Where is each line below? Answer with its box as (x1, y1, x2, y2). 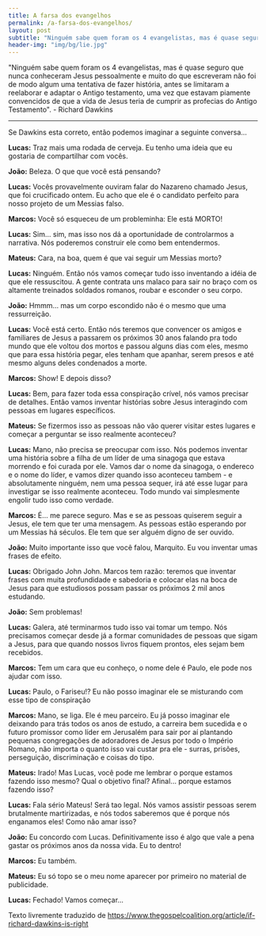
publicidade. (8, 880, 49, 889)
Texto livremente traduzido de (8, 911, 106, 920)
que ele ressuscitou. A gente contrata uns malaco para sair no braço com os (8, 277, 257, 287)
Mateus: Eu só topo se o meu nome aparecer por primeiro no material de (8, 872, 247, 881)
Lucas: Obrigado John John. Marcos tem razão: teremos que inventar (8, 567, 236, 576)
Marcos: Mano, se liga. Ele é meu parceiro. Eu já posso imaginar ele (8, 710, 230, 721)
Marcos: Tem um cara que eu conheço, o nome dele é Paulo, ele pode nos (8, 663, 253, 673)
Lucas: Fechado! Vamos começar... (8, 896, 124, 905)
